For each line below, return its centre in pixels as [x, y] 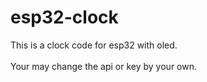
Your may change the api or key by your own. [103, 66]
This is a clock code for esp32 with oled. [94, 45]
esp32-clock [64, 17]
